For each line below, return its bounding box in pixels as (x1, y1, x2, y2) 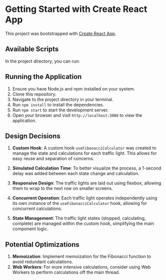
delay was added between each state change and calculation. (12, 171, 140, 177)
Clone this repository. (12, 91, 57, 97)
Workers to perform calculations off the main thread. (12, 270, 120, 276)
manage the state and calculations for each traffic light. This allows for (12, 150, 157, 156)
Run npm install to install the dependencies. (12, 101, 104, 107)
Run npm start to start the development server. (12, 107, 109, 113)
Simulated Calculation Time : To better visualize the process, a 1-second (12, 165, 162, 171)
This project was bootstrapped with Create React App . (5, 30, 117, 36)
